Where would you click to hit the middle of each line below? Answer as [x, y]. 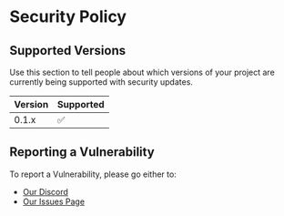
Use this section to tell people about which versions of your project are [142, 72]
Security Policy [68, 17]
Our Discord [45, 191]
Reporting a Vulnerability [82, 152]
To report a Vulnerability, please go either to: [93, 174]
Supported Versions [67, 51]
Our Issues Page [53, 201]
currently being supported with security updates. [101, 82]
